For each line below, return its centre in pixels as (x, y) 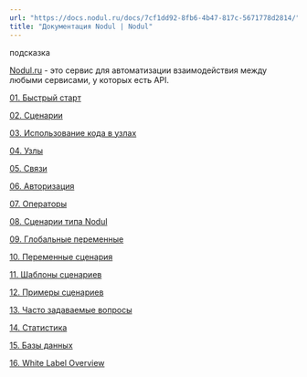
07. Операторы (38, 204)
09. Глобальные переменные (67, 239)
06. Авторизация (42, 186)
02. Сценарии (37, 115)
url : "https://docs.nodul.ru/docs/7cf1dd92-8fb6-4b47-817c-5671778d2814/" (155, 18)
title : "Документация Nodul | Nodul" (81, 26)
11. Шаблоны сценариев (56, 274)
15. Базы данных (41, 345)
